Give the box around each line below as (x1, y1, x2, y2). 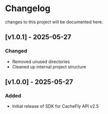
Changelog (5, 3, 51, 14)
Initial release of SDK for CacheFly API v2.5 (12, 103, 99, 109)
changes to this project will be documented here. (5, 19, 103, 25)
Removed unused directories (12, 59, 70, 65)
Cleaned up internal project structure (12, 64, 87, 69)
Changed (5, 48, 28, 54)
